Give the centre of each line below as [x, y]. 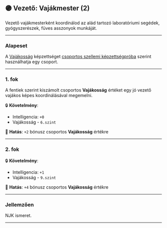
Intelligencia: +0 [28, 117]
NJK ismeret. [18, 215]
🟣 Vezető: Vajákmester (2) [47, 8]
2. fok [12, 149]
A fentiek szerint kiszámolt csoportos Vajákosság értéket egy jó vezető [78, 90]
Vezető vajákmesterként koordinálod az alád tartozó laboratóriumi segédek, [83, 23]
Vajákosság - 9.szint [34, 177]
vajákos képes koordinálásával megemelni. [49, 96]
